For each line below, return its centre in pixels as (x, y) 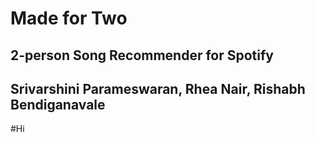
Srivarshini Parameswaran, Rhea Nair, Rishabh (158, 88)
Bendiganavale (58, 104)
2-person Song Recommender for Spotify (142, 55)
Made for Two (69, 18)
